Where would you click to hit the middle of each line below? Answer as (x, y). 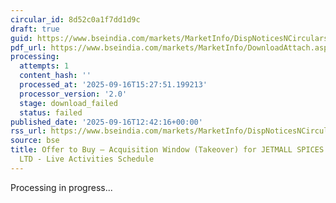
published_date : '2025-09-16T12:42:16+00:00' (106, 122)
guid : (21, 38)
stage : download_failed (68, 103)
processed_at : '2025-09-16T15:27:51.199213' (113, 85)
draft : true (35, 29)
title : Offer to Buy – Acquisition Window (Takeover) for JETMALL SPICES (167, 150)
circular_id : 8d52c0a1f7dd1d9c (75, 19)
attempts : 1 (44, 66)
